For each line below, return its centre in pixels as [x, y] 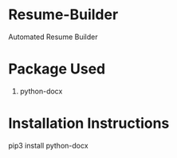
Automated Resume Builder [53, 37]
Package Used [57, 69]
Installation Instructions [89, 123]
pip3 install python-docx [49, 145]
